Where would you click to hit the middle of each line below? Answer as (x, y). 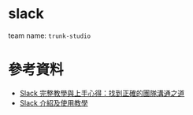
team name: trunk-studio (50, 35)
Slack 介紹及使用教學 (54, 102)
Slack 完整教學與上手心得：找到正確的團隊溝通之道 (102, 93)
